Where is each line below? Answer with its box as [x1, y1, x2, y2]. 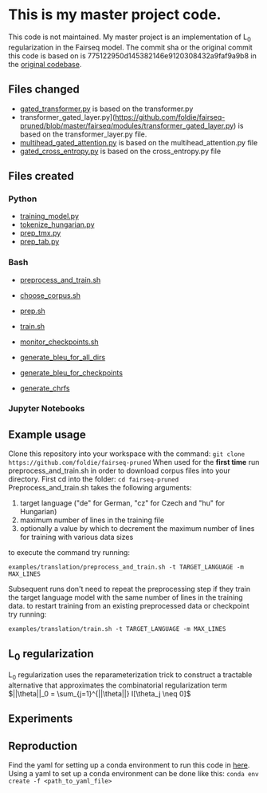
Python [8, 193, 37, 204]
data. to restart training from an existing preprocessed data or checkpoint [8, 601, 249, 611]
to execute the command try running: [8, 548, 130, 557]
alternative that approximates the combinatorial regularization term [8, 680, 227, 690]
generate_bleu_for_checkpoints [19, 367, 124, 377]
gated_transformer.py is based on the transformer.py [19, 104, 194, 113]
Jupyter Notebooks [8, 403, 85, 414]
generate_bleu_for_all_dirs [19, 352, 106, 362]
